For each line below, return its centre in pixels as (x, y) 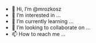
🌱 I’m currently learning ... (42, 21)
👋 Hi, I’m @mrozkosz (36, 9)
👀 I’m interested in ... (36, 15)
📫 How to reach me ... (38, 34)
